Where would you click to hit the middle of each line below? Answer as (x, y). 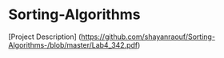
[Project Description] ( (45, 37)
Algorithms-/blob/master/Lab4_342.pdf (73, 44)
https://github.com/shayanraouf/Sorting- (148, 37)
